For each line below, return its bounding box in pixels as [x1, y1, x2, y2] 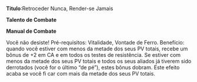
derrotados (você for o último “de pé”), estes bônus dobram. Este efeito [6, 64, 180, 71]
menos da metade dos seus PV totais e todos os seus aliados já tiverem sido [6, 58, 192, 64]
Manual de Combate [6, 28, 57, 35]
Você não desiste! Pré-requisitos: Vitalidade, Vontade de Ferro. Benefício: [6, 39, 185, 46]
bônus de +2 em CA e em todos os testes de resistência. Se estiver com [6, 52, 181, 58]
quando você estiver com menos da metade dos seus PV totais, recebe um [6, 45, 188, 52]
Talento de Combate [6, 16, 57, 23]
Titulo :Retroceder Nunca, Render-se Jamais [6, 5, 113, 12]
